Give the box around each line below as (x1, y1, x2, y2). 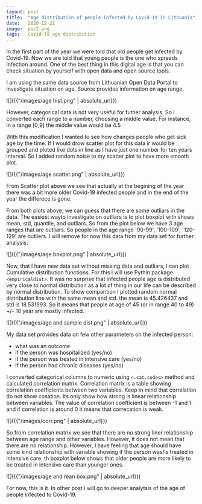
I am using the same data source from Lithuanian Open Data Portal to (6, 79, 178, 86)
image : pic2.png (6, 25, 50, 32)
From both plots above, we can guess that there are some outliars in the (6, 207, 185, 215)
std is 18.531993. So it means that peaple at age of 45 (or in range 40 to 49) (6, 301, 194, 308)
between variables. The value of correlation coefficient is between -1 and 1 (6, 399, 192, 407)
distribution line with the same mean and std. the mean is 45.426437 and (6, 294, 188, 302)
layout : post (6, 8, 39, 15)
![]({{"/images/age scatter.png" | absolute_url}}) (6, 170, 125, 178)
